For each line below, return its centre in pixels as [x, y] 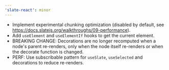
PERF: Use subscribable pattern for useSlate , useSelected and [77, 57]
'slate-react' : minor [28, 10]
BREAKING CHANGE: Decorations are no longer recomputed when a [84, 41]
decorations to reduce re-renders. [48, 62]
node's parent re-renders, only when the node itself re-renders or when [88, 46]
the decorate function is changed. [48, 52]
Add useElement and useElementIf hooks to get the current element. [83, 35]
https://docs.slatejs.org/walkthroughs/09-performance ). [71, 30]
